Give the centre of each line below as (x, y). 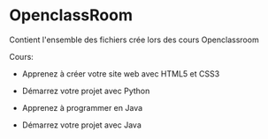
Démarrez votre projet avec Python (86, 91)
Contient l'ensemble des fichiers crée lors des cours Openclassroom (134, 40)
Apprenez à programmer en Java (82, 107)
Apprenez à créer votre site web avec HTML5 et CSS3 (121, 73)
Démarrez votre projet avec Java (81, 125)
